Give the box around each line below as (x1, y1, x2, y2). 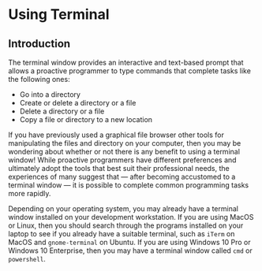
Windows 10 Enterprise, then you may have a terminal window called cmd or (8, 246, 253, 255)
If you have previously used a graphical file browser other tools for (8, 130, 225, 139)
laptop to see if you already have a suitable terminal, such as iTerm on (8, 229, 235, 238)
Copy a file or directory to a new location (19, 115, 152, 124)
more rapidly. (8, 189, 51, 198)
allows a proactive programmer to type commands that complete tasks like (8, 66, 251, 76)
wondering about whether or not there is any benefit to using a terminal (8, 147, 241, 156)
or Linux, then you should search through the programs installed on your (8, 221, 244, 230)
